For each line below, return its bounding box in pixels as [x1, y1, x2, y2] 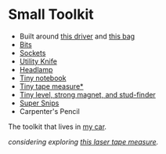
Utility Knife [19, 57, 57, 66]
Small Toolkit [8, 5, 94, 24]
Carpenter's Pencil [19, 106, 80, 115]
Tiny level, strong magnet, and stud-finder [19, 90, 157, 99]
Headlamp [19, 64, 53, 74]
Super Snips [19, 98, 60, 108]
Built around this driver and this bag [19, 31, 135, 41]
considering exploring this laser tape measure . [8, 137, 159, 146]
